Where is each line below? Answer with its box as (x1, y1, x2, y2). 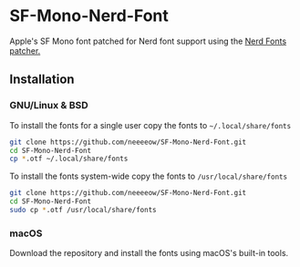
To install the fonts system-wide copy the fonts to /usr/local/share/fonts (9, 170, 288, 182)
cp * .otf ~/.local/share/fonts (9, 154, 129, 164)
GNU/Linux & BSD (9, 99, 88, 112)
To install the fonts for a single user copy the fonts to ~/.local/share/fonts (9, 119, 292, 130)
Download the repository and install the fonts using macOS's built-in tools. (9, 248, 289, 259)
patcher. (9, 45, 41, 56)
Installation (9, 72, 75, 87)
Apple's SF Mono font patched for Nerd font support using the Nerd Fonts (9, 36, 287, 46)
